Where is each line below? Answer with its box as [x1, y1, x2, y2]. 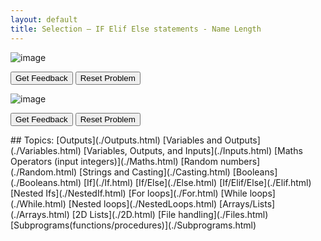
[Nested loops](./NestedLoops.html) [68, 197, 218, 210]
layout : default [10, 14, 78, 25]
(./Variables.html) [10, 144, 82, 156]
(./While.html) [10, 197, 67, 210]
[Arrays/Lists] [219, 197, 276, 210]
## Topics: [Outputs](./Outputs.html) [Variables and [10, 134, 223, 146]
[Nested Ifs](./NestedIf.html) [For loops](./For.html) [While [10, 187, 248, 199]
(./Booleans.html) [10, 176, 82, 188]
